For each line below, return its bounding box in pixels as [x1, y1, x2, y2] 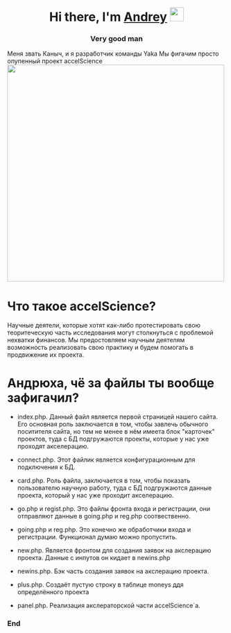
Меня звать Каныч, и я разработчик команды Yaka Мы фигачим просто [7, 49, 219, 58]
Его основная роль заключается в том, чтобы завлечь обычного [17, 420, 209, 428]
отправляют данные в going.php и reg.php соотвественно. [17, 512, 191, 521]
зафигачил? [7, 389, 80, 405]
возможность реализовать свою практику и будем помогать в [7, 344, 194, 352]
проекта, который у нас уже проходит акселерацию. [17, 491, 174, 500]
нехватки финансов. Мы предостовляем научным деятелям [7, 336, 185, 344]
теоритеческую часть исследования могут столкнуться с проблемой [7, 328, 214, 337]
